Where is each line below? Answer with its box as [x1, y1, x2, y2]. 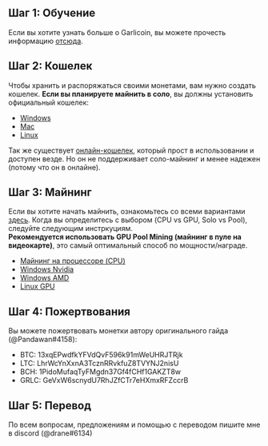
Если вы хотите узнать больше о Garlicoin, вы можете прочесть [8, 27, 226, 37]
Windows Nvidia [19, 265, 74, 274]
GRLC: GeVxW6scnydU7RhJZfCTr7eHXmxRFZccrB [19, 376, 189, 385]
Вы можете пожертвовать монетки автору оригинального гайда [8, 326, 229, 336]
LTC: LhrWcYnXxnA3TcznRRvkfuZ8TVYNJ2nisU [19, 359, 179, 368]
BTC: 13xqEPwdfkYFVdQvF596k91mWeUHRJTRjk [19, 350, 183, 360]
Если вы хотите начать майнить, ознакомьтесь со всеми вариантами [8, 207, 246, 217]
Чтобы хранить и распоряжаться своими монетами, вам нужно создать [8, 80, 256, 90]
